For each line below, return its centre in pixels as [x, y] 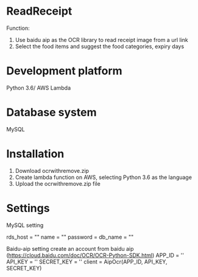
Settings [28, 208]
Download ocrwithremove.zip [52, 170]
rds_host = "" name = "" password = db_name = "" [70, 237]
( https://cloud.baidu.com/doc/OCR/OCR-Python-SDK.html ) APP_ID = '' [95, 255]
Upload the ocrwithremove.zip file [58, 183]
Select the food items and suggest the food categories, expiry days [100, 46]
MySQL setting [25, 225]
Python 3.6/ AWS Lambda [39, 88]
